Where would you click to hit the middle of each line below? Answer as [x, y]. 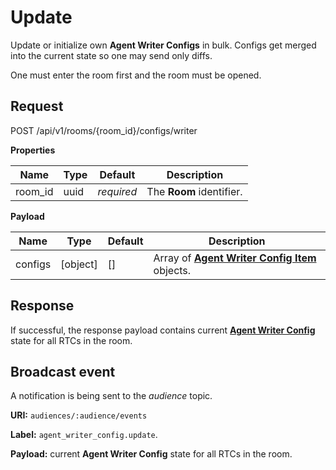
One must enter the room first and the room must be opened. [136, 75]
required [117, 191]
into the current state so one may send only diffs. [111, 55]
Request [37, 106]
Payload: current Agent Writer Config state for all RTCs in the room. [151, 454]
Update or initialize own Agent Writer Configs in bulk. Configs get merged [163, 45]
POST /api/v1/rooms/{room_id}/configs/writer [104, 130]
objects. [172, 270]
